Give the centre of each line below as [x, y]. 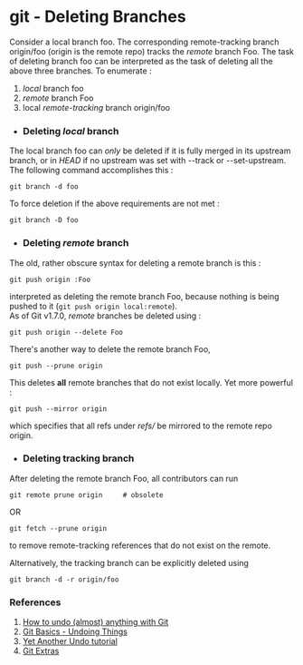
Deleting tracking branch [78, 458]
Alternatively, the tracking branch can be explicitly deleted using [129, 562]
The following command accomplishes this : [91, 171]
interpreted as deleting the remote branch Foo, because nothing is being [144, 296]
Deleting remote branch [76, 243]
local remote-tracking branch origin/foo [96, 107]
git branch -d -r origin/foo [64, 579]
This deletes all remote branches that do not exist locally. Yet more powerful [151, 382]
